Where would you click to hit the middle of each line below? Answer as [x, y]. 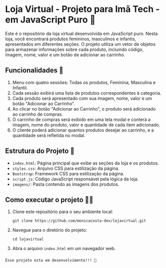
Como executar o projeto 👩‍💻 [49, 200]
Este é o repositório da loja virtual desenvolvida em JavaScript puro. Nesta [82, 33]
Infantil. [20, 88]
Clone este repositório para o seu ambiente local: [63, 212]
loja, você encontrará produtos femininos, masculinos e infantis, [71, 39]
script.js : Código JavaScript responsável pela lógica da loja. [75, 179]
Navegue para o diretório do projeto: [50, 230]
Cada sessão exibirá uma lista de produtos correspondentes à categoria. [87, 93]
